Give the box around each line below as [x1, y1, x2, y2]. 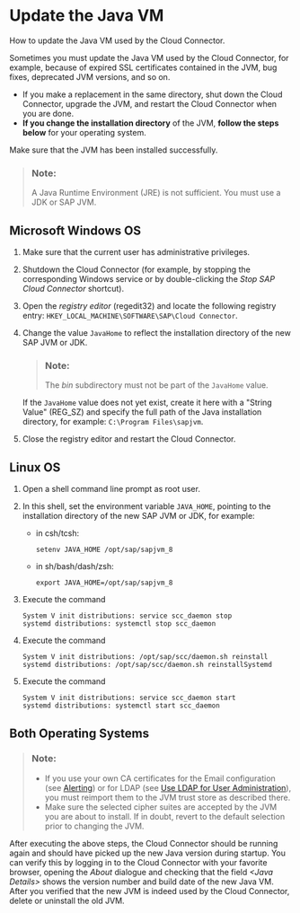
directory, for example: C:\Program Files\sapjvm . [22, 417, 204, 427]
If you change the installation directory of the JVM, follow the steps [22, 118, 279, 128]
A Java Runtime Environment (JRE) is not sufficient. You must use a [31, 188, 281, 198]
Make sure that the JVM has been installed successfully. [9, 145, 218, 155]
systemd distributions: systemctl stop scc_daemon [22, 619, 216, 628]
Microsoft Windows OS [9, 223, 142, 238]
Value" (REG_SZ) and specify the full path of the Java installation [22, 407, 262, 417]
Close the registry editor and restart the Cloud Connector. [22, 434, 236, 444]
